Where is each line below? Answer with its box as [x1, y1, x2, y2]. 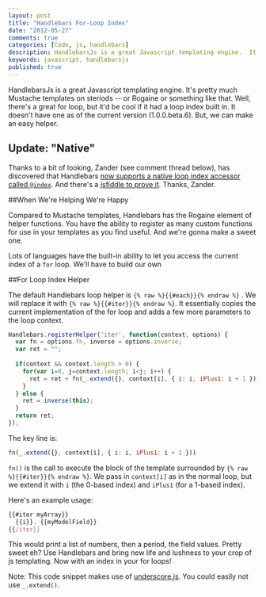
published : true [8, 63, 62, 71]
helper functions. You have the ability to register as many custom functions [8, 219, 253, 228]
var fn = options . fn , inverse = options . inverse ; [15, 338, 182, 346]
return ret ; [15, 411, 55, 420]
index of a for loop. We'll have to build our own [8, 259, 162, 269]
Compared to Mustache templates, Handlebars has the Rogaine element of [8, 210, 252, 220]
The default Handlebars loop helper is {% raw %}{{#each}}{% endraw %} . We [8, 290, 256, 300]
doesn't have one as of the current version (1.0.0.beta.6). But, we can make [8, 110, 253, 120]
